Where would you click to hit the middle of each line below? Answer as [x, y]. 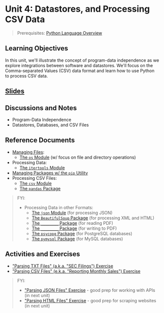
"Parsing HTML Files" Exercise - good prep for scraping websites [90, 300]
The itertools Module [42, 168]
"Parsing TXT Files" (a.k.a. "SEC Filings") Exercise [63, 266]
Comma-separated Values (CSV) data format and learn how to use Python [80, 71]
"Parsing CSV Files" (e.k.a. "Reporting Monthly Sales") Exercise [76, 271]
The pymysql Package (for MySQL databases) [77, 239]
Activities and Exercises [43, 254]
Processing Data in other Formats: [59, 207]
